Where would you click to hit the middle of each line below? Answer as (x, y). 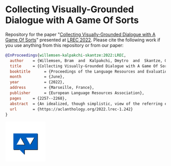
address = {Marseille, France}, (52, 88)
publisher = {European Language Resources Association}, (77, 93)
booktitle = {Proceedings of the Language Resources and (77, 72)
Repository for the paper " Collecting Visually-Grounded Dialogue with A (80, 34)
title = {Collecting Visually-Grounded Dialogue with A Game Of (84, 66)
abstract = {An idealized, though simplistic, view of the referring (86, 104)
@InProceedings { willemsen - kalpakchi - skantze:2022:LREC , (66, 55)
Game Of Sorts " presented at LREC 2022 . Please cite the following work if (83, 40)
